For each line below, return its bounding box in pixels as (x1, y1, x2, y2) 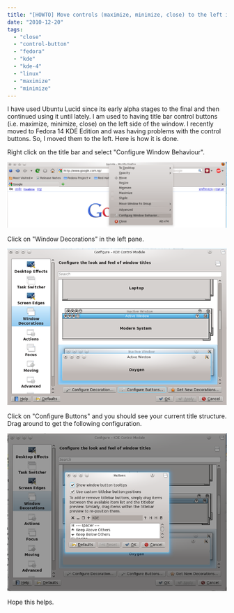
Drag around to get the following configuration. (7, 419, 142, 427)
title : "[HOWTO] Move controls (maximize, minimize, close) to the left (7, 11, 223, 18)
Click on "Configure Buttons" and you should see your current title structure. (7, 412, 227, 420)
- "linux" (13, 70, 42, 77)
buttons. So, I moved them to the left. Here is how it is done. (7, 135, 179, 143)
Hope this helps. (7, 598, 54, 606)
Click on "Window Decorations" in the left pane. (7, 235, 144, 244)
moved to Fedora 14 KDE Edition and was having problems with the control (7, 127, 221, 135)
